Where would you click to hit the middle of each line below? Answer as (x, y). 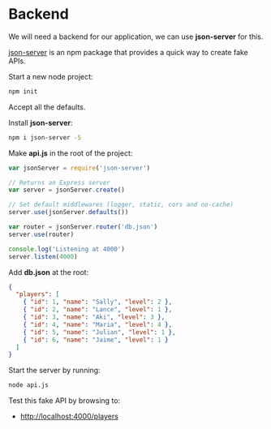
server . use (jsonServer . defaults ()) (69, 212)
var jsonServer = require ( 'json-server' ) (80, 168)
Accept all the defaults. (47, 107)
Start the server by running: (54, 371)
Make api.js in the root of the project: (71, 153)
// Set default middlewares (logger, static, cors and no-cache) (121, 205)
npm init (23, 91)
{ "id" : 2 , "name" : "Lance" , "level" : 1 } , (98, 310)
